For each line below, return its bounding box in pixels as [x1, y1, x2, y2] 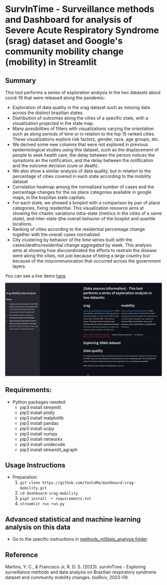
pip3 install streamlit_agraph [19, 446, 78, 452]
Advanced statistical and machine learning [5, 515, 141, 524]
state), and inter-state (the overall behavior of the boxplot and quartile [12, 216, 156, 221]
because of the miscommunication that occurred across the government [12, 258, 161, 264]
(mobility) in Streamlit [5, 56, 97, 68]
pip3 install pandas [19, 420, 59, 426]
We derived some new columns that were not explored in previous [12, 142, 148, 147]
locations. [12, 221, 33, 227]
